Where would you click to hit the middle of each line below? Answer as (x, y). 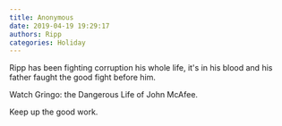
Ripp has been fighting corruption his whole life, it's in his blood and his (141, 68)
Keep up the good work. (54, 112)
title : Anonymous (42, 17)
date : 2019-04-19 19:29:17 (60, 26)
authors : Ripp (36, 34)
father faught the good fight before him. (83, 78)
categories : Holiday (48, 42)
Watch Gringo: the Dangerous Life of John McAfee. (104, 95)
